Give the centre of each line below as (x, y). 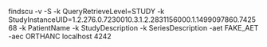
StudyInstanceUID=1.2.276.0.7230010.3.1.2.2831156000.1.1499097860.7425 (132, 20)
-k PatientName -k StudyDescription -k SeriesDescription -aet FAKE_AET (139, 28)
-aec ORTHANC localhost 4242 (60, 36)
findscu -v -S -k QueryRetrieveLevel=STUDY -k (86, 11)
